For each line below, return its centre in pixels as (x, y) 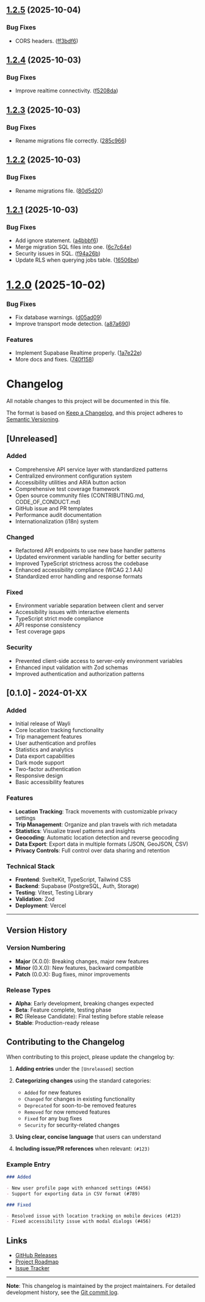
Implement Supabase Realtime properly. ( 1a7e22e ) (78, 353)
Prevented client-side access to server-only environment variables (99, 660)
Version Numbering (36, 948)
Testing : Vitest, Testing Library (54, 893)
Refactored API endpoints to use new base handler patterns (90, 550)
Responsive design (39, 775)
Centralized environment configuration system (74, 476)
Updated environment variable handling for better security (88, 557)
